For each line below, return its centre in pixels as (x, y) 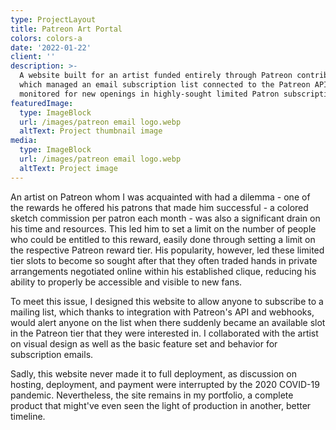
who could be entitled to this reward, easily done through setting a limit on (163, 239)
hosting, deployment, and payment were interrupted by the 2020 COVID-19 (165, 384)
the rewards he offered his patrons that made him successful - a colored (159, 207)
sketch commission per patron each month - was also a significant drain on (165, 218)
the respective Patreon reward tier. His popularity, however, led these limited (167, 250)
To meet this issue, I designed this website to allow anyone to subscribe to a (167, 301)
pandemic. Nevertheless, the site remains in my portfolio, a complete (152, 395)
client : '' (33, 57)
